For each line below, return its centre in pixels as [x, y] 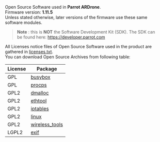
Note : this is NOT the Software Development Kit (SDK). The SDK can [86, 32]
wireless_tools [47, 124]
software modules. [24, 22]
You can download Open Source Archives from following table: [68, 57]
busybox [41, 77]
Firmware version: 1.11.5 [29, 12]
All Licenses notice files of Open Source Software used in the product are [78, 46]
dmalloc [40, 93]
